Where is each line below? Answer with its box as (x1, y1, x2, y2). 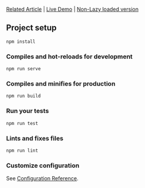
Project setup (6, 23, 57, 33)
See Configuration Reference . (6, 175, 79, 182)
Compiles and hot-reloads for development (6, 52, 133, 61)
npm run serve (6, 66, 41, 72)
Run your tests (6, 107, 49, 115)
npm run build (6, 93, 41, 99)
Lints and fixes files (6, 134, 64, 142)
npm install (6, 39, 36, 45)
